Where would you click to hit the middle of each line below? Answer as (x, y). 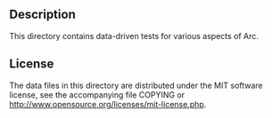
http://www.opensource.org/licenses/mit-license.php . (108, 104)
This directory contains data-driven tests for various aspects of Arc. (134, 35)
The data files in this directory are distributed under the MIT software (136, 85)
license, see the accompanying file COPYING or (97, 94)
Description (42, 15)
